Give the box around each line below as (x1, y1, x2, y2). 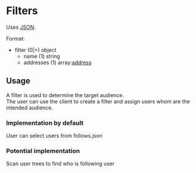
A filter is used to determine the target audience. (6, 91, 124, 98)
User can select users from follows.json (6, 132, 103, 139)
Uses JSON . (6, 24, 36, 31)
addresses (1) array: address (23, 59, 92, 66)
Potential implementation (6, 147, 80, 155)
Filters (6, 4, 38, 18)
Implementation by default (6, 119, 84, 127)
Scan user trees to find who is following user (6, 160, 115, 167)
